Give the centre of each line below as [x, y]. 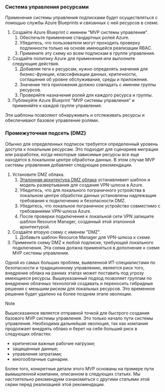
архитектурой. [35, 227]
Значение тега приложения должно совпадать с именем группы [88, 85]
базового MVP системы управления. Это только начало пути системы [79, 318]
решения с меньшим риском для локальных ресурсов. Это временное [80, 289]
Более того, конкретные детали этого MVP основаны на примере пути [80, 368]
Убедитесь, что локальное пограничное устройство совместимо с [90, 206]
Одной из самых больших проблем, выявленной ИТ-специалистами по [80, 262]
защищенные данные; [35, 349]
